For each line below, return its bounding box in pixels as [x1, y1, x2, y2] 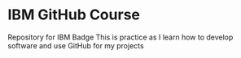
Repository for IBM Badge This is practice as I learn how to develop [7, 32, 234, 42]
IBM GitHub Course [7, 6, 140, 24]
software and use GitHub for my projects [7, 40, 144, 50]
